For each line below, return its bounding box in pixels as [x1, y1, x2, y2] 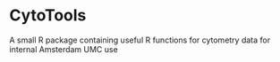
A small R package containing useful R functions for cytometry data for [9, 35, 271, 45]
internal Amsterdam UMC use [9, 43, 118, 54]
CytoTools [9, 5, 87, 26]
